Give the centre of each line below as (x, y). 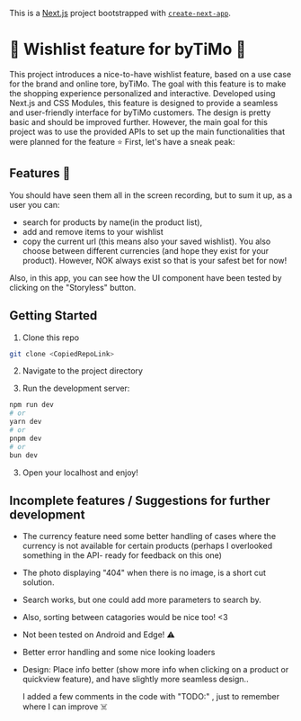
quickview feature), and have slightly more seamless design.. (135, 680)
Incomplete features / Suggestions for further (140, 500)
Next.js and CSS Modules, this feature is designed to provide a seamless (144, 103)
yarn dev (26, 422)
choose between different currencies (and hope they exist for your (146, 250)
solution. (38, 582)
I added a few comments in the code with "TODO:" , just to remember (151, 697)
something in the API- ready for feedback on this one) (122, 555)
